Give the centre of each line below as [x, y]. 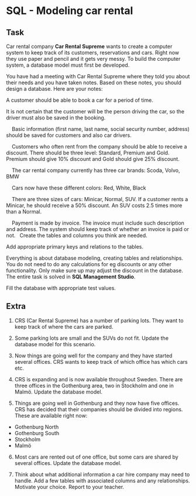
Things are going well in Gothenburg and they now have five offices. [97, 403]
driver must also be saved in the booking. [56, 118]
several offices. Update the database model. [68, 463]
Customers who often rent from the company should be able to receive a [99, 147]
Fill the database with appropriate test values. [61, 288]
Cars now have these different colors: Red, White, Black [79, 188]
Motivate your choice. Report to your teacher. [69, 487]
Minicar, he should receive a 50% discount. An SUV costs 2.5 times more [94, 205]
